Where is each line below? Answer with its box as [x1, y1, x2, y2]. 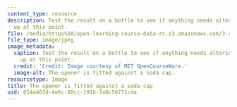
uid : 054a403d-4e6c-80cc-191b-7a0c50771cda [7, 89, 138, 96]
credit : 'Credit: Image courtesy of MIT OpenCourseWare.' [13, 63, 188, 70]
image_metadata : [7, 43, 55, 50]
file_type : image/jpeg [7, 37, 74, 44]
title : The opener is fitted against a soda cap [7, 82, 153, 89]
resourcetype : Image [7, 75, 68, 83]
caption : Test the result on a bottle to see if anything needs [13, 50, 207, 57]
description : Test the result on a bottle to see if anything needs [7, 17, 213, 24]
